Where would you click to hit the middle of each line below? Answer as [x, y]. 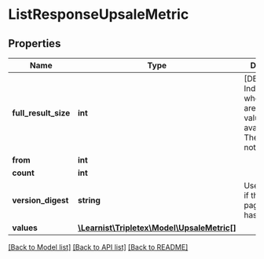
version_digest [40, 200]
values [25, 228]
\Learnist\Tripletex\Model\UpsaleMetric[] [157, 228]
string [89, 200]
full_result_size [41, 113]
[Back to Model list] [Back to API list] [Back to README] [98, 247]
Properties [35, 44]
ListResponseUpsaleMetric [99, 15]
